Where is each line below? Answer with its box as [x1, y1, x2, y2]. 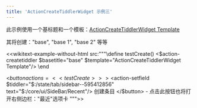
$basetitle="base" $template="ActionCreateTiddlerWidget [38, 56, 181, 63]
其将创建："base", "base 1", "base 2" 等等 [6, 38, 108, 45]
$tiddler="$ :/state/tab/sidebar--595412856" [6, 81, 115, 88]
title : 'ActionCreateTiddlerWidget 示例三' [6, 8, 113, 15]
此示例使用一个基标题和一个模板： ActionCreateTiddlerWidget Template [6, 26, 180, 33]
